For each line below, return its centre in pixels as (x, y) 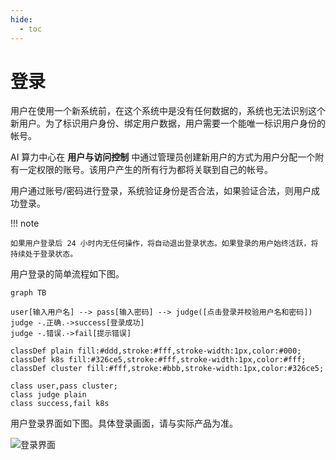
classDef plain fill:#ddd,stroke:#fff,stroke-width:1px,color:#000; (156, 351)
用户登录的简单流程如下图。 (67, 274)
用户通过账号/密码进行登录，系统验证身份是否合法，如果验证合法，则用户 (161, 191)
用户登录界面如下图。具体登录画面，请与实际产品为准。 (124, 423)
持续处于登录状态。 (44, 254)
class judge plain (48, 395)
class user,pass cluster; (64, 386)
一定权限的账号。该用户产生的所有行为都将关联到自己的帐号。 (145, 170)
